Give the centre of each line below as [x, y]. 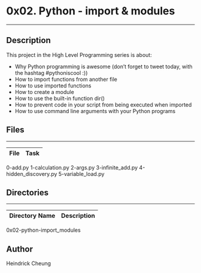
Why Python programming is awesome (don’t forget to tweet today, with [103, 66]
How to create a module [45, 92]
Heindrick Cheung [29, 263]
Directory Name [32, 216]
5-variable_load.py [81, 174]
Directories [28, 192]
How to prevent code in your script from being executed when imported [103, 104]
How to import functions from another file [66, 79]
